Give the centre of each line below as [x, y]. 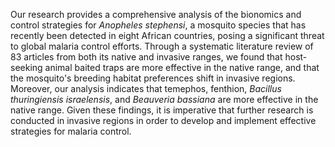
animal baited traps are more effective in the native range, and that [182, 67]
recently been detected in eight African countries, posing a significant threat [167, 35]
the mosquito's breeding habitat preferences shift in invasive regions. [153, 78]
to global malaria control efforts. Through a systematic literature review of [162, 46]
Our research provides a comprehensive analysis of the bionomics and [156, 14]
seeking [26, 67]
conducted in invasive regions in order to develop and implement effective [163, 120]
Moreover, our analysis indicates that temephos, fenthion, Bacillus [146, 88]
